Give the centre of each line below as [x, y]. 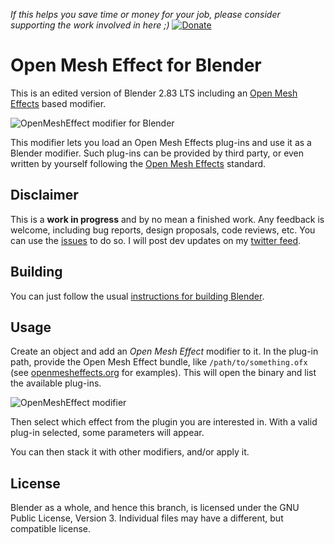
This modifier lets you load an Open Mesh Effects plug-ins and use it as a [161, 142]
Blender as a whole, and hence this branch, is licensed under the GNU [155, 508]
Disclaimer [44, 195]
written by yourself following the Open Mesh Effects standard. [138, 163]
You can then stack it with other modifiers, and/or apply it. [130, 452]
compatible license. [51, 529]
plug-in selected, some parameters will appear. [107, 433]
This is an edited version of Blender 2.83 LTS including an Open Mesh [154, 93]
